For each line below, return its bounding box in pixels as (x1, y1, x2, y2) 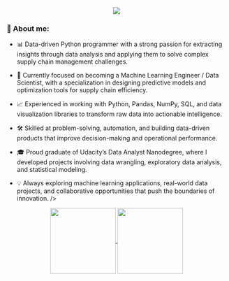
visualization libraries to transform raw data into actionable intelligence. (16, 110, 223, 118)
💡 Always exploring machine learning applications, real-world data (16, 179, 208, 187)
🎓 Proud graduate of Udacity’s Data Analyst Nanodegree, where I (16, 148, 207, 157)
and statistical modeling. (16, 166, 88, 174)
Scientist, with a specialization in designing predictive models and (16, 78, 207, 87)
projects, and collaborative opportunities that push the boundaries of (16, 187, 215, 195)
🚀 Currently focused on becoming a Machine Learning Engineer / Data (16, 71, 219, 80)
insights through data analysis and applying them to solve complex (16, 50, 209, 59)
